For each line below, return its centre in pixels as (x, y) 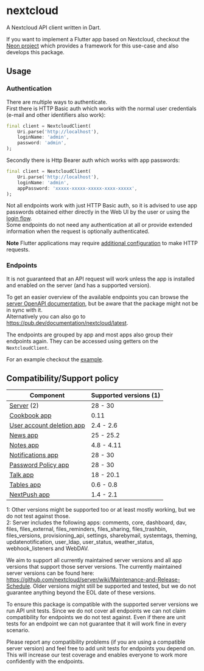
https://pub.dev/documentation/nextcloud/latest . (67, 322)
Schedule (18, 586)
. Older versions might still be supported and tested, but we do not (113, 586)
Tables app (25, 485)
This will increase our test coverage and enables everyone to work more (97, 655)
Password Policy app (39, 465)
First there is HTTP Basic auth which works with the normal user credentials (101, 108)
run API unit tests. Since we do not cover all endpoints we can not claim (96, 611)
